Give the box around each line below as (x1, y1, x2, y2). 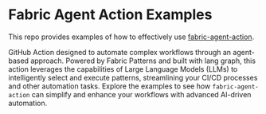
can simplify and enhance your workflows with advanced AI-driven (31, 89, 252, 99)
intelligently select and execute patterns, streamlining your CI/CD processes (8, 73, 258, 82)
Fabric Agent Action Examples (8, 6, 213, 24)
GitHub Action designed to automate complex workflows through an (8, 47, 232, 57)
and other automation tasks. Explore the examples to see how (8, 81, 211, 91)
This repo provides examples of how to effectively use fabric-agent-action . (8, 32, 255, 41)
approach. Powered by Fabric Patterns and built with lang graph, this (30, 56, 256, 65)
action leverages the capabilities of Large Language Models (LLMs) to (8, 64, 238, 73)
